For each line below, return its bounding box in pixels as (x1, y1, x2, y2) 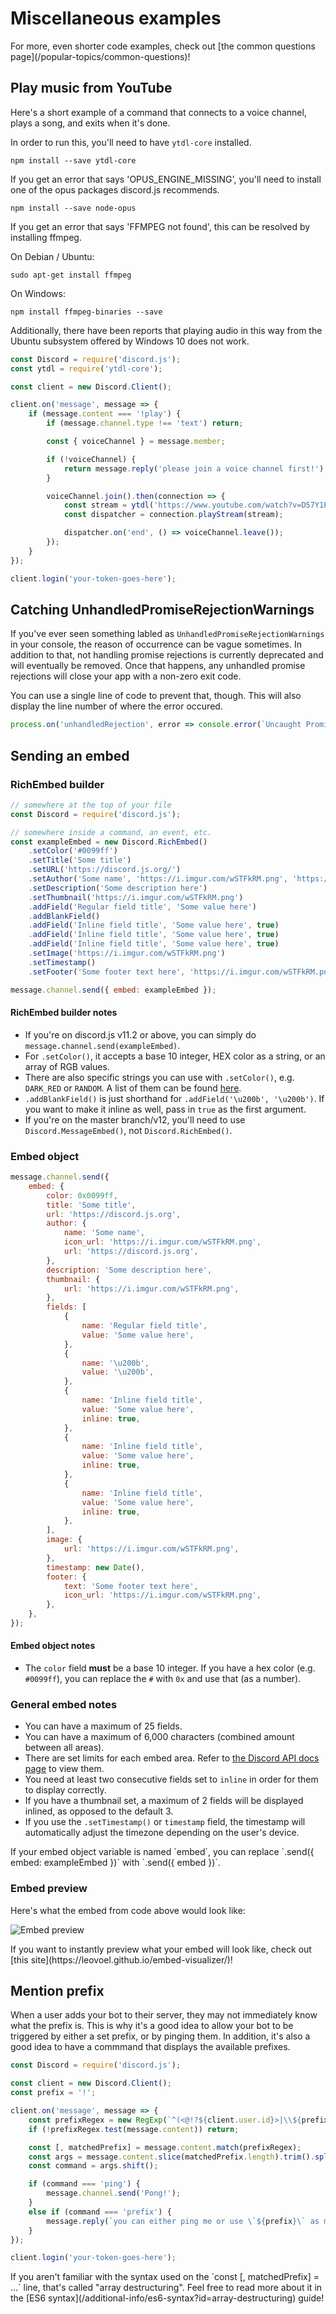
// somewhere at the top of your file (10, 800, 172, 810)
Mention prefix (10, 1983, 105, 2000)
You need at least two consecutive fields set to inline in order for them (24, 1773, 319, 1786)
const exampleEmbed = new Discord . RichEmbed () (10, 837, 208, 847)
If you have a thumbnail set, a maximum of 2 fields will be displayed (24, 1795, 304, 1807)
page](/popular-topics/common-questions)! (10, 50, 191, 62)
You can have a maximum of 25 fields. (24, 1720, 183, 1732)
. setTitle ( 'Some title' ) (28, 855, 132, 866)
